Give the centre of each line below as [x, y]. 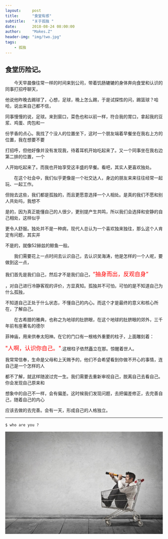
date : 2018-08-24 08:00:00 [40, 27]
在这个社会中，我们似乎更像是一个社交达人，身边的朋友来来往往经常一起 [88, 178]
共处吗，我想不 [25, 201]
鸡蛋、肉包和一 [29, 123]
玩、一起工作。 [20, 184]
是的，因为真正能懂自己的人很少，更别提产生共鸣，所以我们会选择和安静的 [82, 211]
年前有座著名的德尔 [25, 326]
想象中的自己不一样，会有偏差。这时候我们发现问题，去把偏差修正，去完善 [82, 393]
